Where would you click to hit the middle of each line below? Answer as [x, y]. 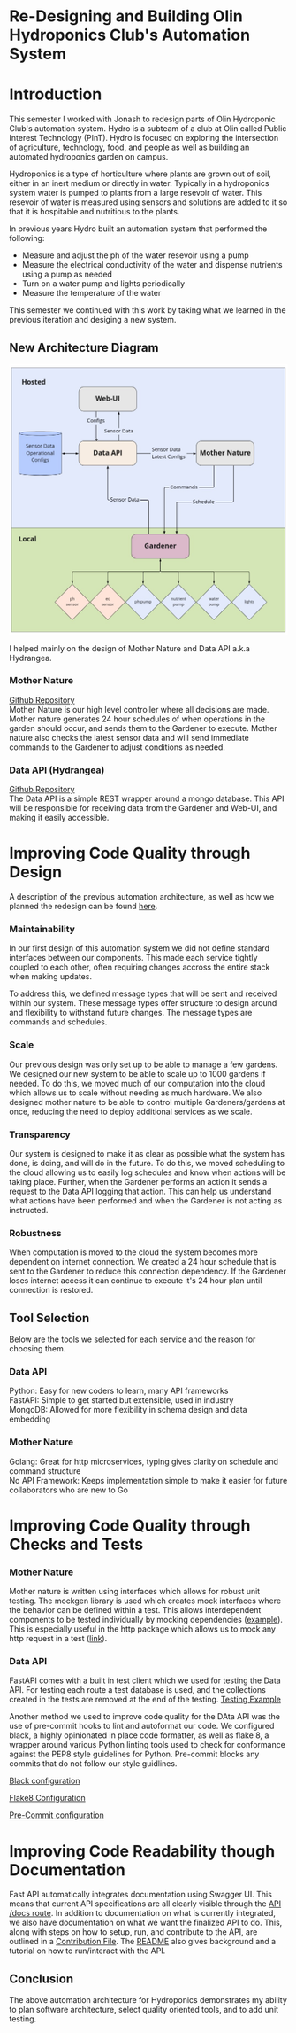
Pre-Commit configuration [57, 1815]
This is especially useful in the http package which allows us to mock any [143, 1629]
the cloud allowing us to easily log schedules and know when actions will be [148, 1172]
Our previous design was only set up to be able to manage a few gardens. [144, 1064]
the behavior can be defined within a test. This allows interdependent [135, 1610]
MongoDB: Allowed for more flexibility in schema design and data [128, 1410]
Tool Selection [49, 1318]
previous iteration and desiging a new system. [93, 320]
